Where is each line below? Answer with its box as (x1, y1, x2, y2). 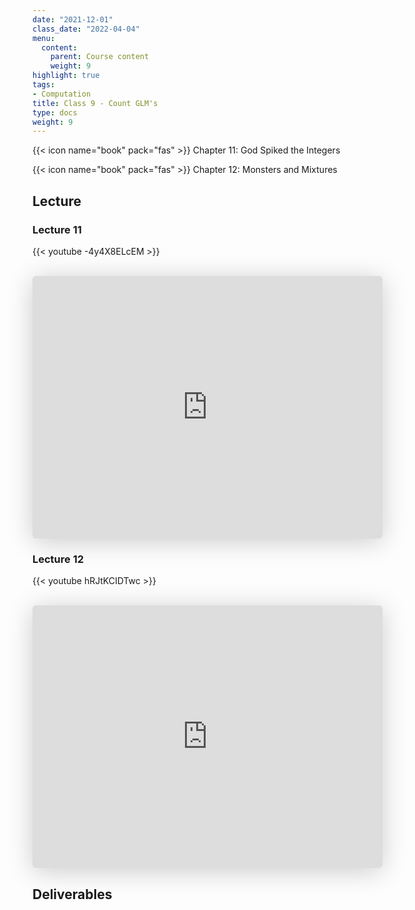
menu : (32, 33, 55, 43)
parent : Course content (50, 52, 150, 62)
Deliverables (32, 886, 113, 903)
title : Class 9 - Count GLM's (32, 98, 159, 108)
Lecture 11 (32, 222, 82, 236)
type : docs (32, 107, 78, 118)
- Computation (32, 89, 92, 99)
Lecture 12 (32, 552, 85, 566)
